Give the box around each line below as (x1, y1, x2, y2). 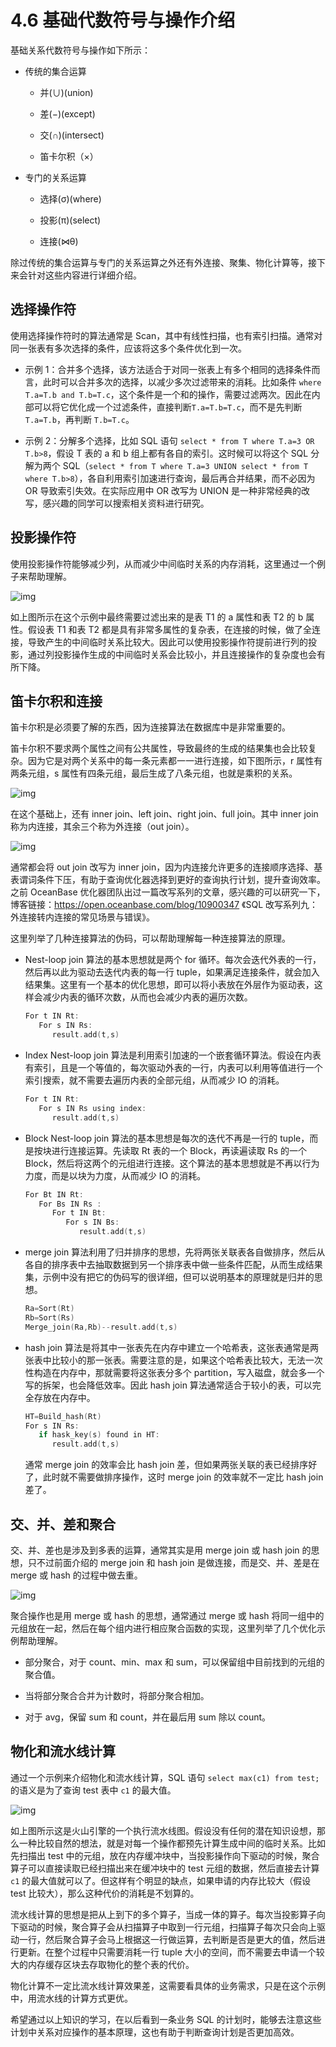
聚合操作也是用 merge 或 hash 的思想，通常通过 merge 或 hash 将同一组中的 (10, 1609, 325, 1621)
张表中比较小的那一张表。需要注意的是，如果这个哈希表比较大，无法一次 (24, 1354, 323, 1366)
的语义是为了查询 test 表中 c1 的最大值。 (10, 1784, 177, 1796)
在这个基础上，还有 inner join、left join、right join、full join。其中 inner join (10, 808, 319, 820)
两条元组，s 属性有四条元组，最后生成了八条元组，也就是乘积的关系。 (10, 767, 298, 780)
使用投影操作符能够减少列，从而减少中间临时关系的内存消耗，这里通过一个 (10, 557, 317, 570)
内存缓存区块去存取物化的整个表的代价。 (27, 1958, 195, 1970)
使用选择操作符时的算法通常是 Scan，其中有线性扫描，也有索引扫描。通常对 (10, 329, 323, 341)
